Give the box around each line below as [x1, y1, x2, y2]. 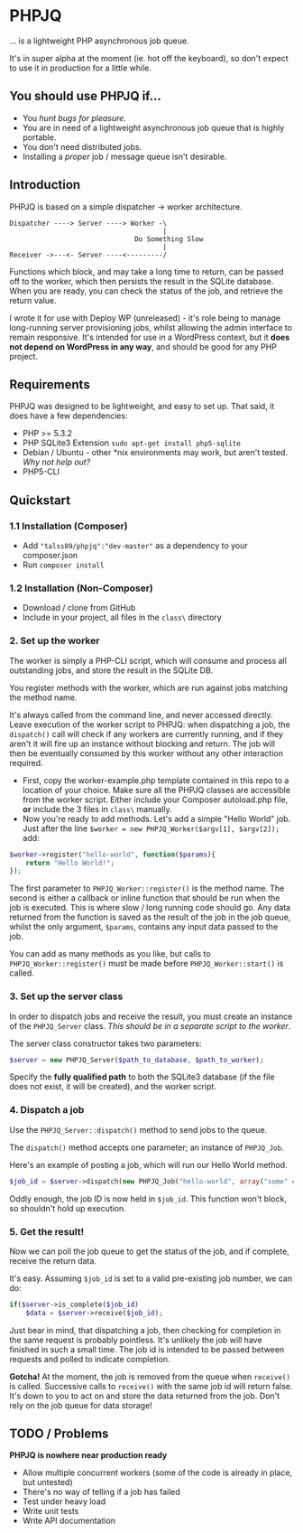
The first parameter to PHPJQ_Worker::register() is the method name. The [9, 883, 285, 894]
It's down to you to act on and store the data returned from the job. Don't [9, 1390, 280, 1401]
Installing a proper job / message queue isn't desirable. [22, 151, 227, 162]
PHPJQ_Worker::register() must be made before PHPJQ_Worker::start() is [9, 958, 284, 969]
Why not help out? [22, 457, 91, 468]
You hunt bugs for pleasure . [22, 112, 126, 123]
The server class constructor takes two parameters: [9, 1038, 202, 1049]
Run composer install [22, 559, 105, 570]
